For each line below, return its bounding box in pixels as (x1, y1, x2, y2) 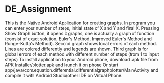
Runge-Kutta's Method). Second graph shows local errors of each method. (5, 41, 157, 46)
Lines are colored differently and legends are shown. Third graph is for (5, 46, 149, 52)
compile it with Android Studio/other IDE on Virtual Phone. (5, 72, 123, 78)
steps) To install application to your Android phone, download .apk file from (5, 56, 158, 62)
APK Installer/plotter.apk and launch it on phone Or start (5, 62, 119, 68)
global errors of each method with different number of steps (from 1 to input (5, 51, 159, 57)
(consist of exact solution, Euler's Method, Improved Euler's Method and (5, 36, 152, 41)
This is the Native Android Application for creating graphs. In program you (5, 20, 155, 26)
